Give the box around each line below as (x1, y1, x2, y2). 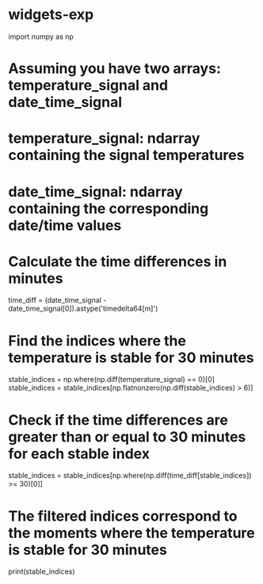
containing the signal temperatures (8, 147, 245, 164)
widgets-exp (8, 6, 94, 24)
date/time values (8, 216, 122, 235)
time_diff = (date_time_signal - (8, 296, 107, 305)
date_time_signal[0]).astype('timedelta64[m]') (8, 303, 158, 314)
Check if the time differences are (8, 410, 228, 429)
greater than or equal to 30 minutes (8, 428, 246, 445)
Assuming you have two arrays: (8, 59, 222, 78)
